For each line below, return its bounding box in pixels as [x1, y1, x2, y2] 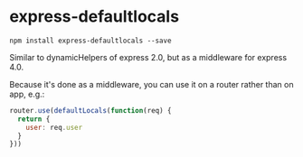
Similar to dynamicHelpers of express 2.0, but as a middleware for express [9, 51, 288, 62]
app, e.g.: [9, 88, 45, 99]
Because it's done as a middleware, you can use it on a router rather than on [9, 78, 294, 89]
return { [17, 115, 51, 124]
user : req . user [25, 123, 83, 132]
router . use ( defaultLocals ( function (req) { [9, 106, 172, 115]
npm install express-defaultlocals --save [9, 36, 172, 45]
